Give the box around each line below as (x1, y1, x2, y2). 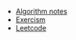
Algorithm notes (15, 7, 68, 16)
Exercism (15, 15, 45, 24)
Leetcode (15, 24, 47, 32)
